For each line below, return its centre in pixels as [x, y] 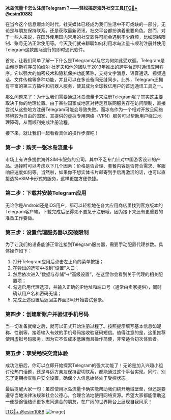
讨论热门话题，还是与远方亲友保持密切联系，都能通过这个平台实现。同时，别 [85, 372]
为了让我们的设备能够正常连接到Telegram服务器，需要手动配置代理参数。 [82, 244]
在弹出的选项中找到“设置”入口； [46, 268]
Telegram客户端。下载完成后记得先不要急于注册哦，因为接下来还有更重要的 [84, 211]
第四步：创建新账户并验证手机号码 [47, 314]
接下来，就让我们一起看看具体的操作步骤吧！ [52, 133]
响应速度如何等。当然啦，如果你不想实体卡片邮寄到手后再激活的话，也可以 [83, 172]
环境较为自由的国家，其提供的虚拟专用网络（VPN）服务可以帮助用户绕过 [81, 116]
